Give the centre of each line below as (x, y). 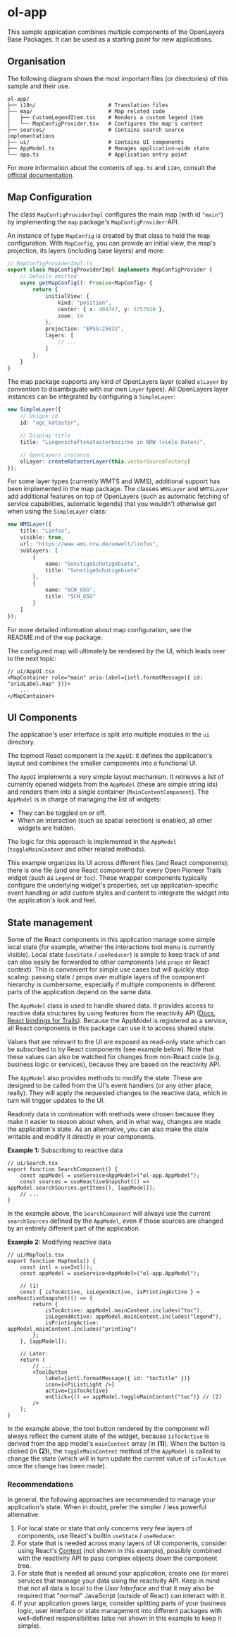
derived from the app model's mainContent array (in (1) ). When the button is (116, 1444)
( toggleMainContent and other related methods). (77, 849)
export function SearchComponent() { (63, 1170)
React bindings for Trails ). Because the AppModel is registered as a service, (117, 1021)
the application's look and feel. (52, 900)
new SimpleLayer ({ (34, 410)
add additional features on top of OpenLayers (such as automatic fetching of (118, 496)
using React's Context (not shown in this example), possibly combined (119, 1551)
